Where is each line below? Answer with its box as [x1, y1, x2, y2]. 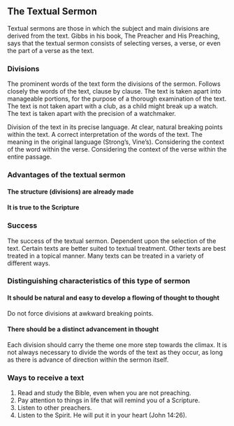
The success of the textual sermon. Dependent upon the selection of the [7, 237, 217, 245]
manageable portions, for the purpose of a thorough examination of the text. [7, 94, 227, 103]
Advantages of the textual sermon [7, 170, 126, 180]
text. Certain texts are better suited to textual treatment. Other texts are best [7, 244, 226, 252]
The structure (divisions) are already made [7, 187, 134, 196]
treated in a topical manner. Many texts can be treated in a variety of [7, 251, 204, 260]
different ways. [7, 258, 50, 267]
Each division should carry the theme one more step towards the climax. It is [7, 340, 228, 348]
